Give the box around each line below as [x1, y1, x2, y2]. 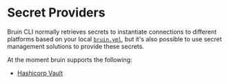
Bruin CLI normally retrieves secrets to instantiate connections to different [7, 28, 217, 36]
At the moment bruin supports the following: [7, 55, 132, 63]
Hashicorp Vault [17, 69, 63, 77]
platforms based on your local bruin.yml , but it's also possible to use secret [7, 34, 222, 43]
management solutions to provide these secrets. [7, 42, 145, 50]
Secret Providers [7, 5, 106, 21]
